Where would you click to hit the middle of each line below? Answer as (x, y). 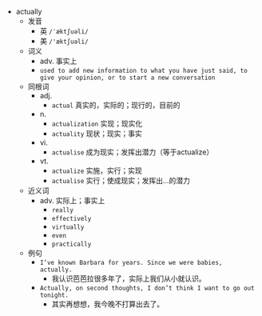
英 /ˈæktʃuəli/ (64, 31)
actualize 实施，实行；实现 (97, 170)
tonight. (54, 295)
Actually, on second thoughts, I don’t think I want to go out (147, 288)
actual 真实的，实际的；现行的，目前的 (116, 105)
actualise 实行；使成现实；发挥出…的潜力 (121, 180)
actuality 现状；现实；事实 (97, 134)
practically (71, 244)
